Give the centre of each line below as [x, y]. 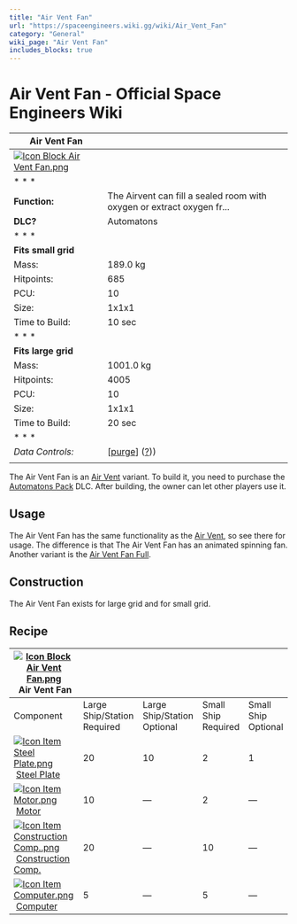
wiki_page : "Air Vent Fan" [59, 42]
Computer [37, 906]
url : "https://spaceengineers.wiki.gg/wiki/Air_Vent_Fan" [118, 26]
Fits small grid [44, 251]
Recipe [29, 631]
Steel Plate [38, 774]
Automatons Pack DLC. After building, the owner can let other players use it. [148, 486]
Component [38, 716]
